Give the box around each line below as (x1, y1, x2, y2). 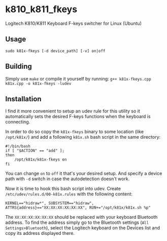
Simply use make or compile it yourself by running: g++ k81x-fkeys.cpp (5, 75, 151, 82)
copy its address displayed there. (5, 230, 75, 236)
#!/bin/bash (5, 144, 30, 149)
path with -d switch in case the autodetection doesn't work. (5, 176, 130, 182)
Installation (5, 95, 42, 103)
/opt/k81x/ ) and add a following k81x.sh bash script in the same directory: (5, 134, 161, 140)
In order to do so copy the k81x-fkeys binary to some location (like (5, 129, 144, 135)
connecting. (5, 119, 30, 125)
